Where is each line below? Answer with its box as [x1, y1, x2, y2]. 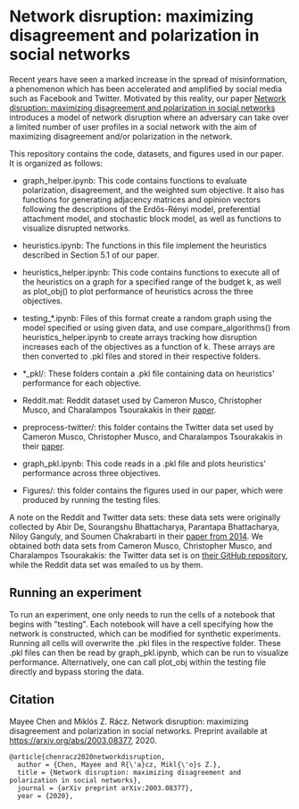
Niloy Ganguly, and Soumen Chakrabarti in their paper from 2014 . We [9, 531, 263, 541]
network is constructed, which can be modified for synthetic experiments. [9, 628, 281, 639]
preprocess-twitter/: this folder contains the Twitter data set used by [21, 422, 274, 432]
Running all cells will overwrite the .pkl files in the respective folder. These [9, 637, 281, 648]
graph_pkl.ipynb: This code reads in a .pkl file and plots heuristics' [21, 458, 266, 469]
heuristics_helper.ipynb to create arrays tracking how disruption [21, 331, 257, 342]
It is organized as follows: [9, 158, 104, 168]
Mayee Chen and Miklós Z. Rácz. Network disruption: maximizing [9, 716, 249, 727]
